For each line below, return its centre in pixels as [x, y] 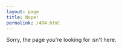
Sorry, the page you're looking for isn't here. [61, 40]
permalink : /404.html [34, 23]
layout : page [23, 12]
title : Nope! [23, 17]
